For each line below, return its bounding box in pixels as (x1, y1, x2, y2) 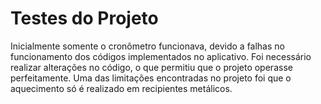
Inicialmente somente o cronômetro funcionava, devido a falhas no (10, 40, 285, 52)
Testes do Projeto (10, 7, 159, 30)
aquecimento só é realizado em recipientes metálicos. (10, 82, 233, 94)
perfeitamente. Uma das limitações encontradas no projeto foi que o (10, 72, 292, 84)
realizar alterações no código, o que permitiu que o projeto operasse (10, 61, 293, 73)
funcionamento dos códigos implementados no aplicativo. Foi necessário (10, 50, 312, 62)
